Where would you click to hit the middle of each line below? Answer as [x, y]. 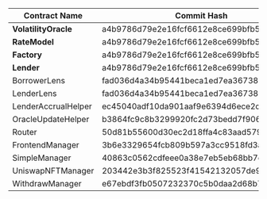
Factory [27, 55]
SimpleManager [42, 158]
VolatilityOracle [43, 29]
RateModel [33, 42]
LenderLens [35, 93]
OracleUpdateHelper [51, 119]
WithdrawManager [47, 184]
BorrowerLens [39, 80]
